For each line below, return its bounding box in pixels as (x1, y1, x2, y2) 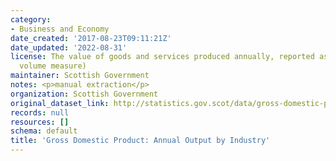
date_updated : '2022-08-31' (10, 42, 128, 53)
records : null (10, 107, 70, 118)
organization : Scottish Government (10, 89, 159, 99)
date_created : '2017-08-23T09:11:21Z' (10, 33, 172, 43)
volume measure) (19, 61, 87, 71)
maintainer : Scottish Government (10, 71, 150, 81)
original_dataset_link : (10, 98, 110, 108)
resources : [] (10, 117, 70, 127)
